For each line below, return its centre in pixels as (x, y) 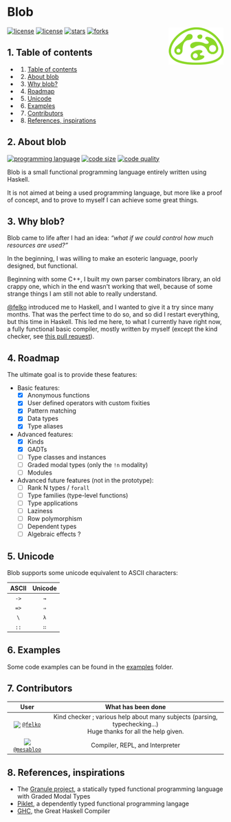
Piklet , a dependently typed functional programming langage (103, 804)
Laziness (40, 511)
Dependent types (52, 526)
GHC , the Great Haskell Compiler (64, 811)
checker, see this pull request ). (51, 336)
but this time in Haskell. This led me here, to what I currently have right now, (114, 322)
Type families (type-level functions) (78, 495)
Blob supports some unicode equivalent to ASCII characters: (93, 573)
